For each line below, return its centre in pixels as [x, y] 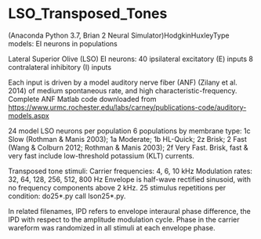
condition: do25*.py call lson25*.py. [67, 196]
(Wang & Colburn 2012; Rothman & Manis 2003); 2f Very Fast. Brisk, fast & [128, 147]
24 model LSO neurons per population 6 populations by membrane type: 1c [129, 131]
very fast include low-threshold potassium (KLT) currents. [101, 156]
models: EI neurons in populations [63, 43]
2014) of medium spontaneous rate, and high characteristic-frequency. [123, 90]
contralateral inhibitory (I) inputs [60, 67]
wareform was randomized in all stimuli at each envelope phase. [112, 227]
